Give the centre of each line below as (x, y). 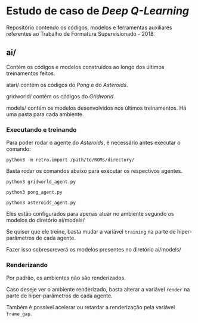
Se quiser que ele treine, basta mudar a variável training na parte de (91, 232)
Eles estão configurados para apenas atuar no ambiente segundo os (90, 214)
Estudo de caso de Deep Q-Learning (98, 11)
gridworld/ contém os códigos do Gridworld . (61, 96)
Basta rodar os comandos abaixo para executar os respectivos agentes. (95, 171)
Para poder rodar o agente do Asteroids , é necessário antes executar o (93, 143)
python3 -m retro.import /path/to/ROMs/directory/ (70, 160)
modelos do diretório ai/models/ (46, 220)
